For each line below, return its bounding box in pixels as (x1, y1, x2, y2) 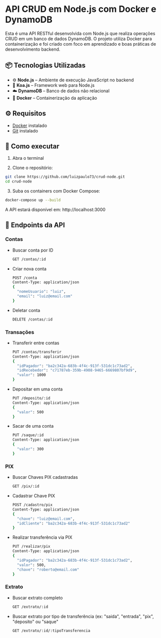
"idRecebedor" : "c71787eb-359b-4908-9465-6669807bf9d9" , (17, 368, 137, 373)
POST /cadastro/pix (12, 503, 53, 508)
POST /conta (12, 275, 37, 280)
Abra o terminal (12, 155, 44, 161)
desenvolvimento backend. (5, 46, 60, 52)
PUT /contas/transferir (12, 349, 62, 354)
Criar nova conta (12, 265, 47, 271)
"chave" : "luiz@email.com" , (17, 516, 75, 521)
